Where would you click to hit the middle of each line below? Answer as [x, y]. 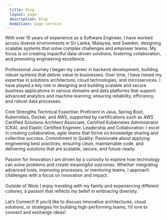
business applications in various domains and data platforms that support [81, 91]
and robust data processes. [33, 101]
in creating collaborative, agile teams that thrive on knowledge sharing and [82, 133]
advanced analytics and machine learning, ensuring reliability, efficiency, [80, 96]
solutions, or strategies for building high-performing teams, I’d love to [77, 207]
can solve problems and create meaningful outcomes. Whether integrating [82, 165]
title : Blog [22, 10]
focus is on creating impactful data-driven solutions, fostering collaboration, [83, 54]
